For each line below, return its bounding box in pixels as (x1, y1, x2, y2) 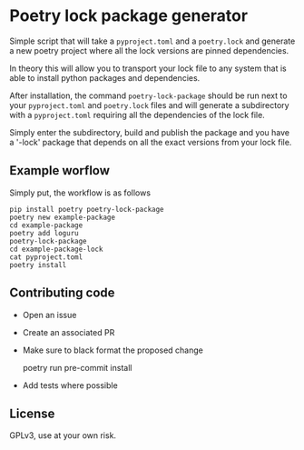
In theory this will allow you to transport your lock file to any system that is (9, 63, 288, 74)
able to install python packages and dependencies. (9, 72, 201, 83)
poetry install (9, 260, 67, 269)
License (9, 405, 55, 421)
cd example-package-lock (9, 245, 103, 254)
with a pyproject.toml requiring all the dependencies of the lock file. (9, 109, 265, 120)
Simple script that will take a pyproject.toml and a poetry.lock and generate (9, 35, 296, 46)
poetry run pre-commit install (22, 362, 132, 373)
